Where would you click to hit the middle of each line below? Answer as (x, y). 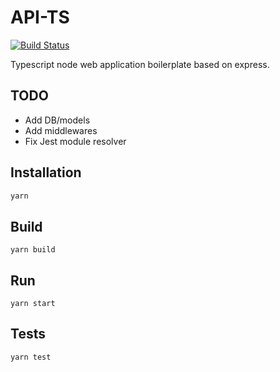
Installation (46, 172)
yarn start (33, 304)
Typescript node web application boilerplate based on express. (140, 64)
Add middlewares (61, 130)
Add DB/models (57, 120)
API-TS (40, 17)
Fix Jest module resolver (75, 141)
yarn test (31, 357)
